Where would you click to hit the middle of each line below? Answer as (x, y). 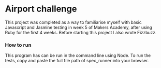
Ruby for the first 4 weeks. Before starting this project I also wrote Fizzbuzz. (81, 32)
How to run (18, 45)
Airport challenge (41, 9)
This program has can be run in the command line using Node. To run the (78, 55)
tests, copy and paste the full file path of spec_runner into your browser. (77, 61)
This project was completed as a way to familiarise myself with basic (73, 22)
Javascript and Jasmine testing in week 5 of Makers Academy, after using (79, 27)
